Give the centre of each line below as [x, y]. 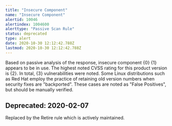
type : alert [18, 39]
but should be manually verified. [39, 89]
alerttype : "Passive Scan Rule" [40, 29]
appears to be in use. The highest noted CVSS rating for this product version [86, 68]
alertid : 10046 [22, 19]
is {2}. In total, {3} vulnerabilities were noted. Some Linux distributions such [85, 73]
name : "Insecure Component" [35, 15]
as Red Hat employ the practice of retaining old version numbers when [80, 79]
